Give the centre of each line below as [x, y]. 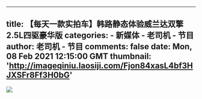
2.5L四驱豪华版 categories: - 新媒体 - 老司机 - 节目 [100, 36]
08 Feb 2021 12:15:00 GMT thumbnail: [79, 57]
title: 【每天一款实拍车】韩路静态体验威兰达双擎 [95, 24]
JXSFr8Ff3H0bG [38, 75]
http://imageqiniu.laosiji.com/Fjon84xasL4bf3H [101, 66]
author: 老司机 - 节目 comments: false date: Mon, [99, 46]
